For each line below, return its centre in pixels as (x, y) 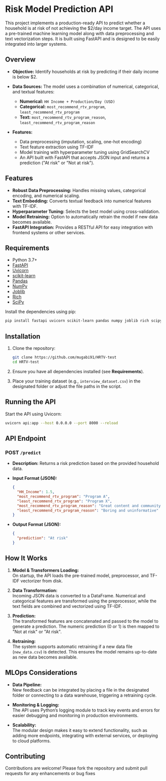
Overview (21, 60)
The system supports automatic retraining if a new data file (72, 647)
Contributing (25, 756)
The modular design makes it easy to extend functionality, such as (80, 730)
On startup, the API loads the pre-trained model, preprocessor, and (81, 575)
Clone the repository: (34, 348)
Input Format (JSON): (35, 478)
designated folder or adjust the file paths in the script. (67, 386)
